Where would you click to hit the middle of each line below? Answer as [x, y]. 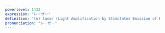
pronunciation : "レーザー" [31, 23]
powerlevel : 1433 [23, 9]
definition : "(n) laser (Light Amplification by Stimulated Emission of [81, 18]
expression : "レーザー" [28, 14]
